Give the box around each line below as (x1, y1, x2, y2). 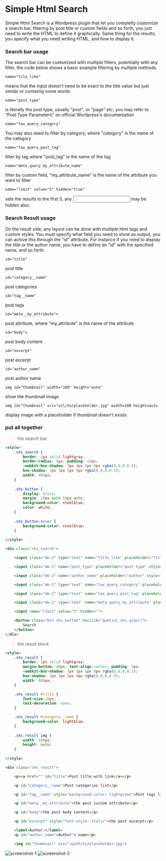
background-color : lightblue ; (23, 719, 85, 724)
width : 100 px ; (23, 737, 52, 743)
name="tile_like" (5, 74, 41, 79)
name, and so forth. (5, 247, 45, 253)
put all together (5, 424, 43, 431)
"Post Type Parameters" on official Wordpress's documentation (5, 112, 134, 118)
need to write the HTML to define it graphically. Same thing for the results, (5, 30, 156, 36)
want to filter (5, 177, 31, 183)
